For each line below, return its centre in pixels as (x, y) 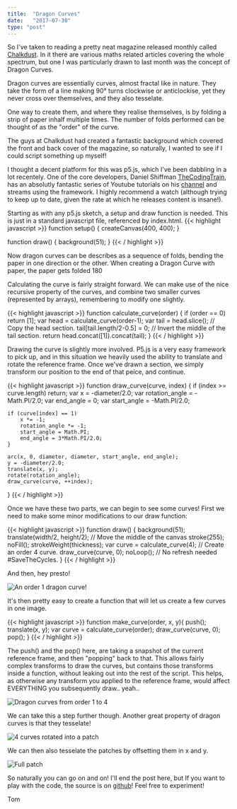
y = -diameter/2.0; (36, 463)
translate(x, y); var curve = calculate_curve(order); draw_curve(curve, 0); (114, 629)
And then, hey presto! (39, 574)
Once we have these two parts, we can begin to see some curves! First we (116, 508)
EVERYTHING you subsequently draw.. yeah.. (74, 688)
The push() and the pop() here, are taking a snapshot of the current (105, 651)
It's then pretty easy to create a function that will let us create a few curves (117, 601)
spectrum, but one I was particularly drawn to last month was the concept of (119, 62)
